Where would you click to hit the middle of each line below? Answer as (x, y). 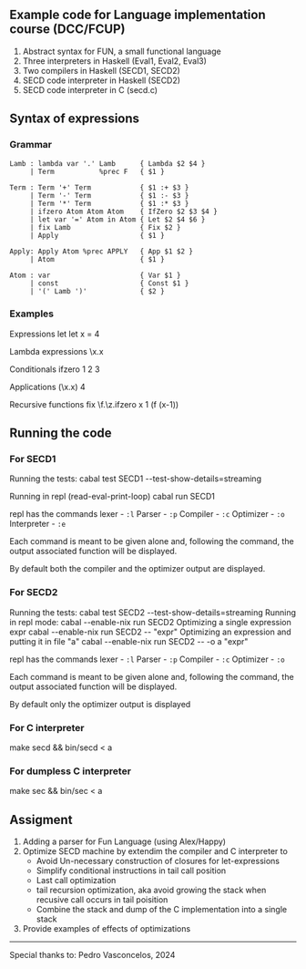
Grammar (31, 145)
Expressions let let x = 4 (55, 334)
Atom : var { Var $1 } (95, 275)
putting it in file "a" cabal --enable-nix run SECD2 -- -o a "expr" (129, 641)
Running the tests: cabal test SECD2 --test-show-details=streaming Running (153, 612)
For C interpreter (47, 727)
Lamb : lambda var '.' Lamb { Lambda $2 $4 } (107, 163)
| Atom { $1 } (97, 259)
